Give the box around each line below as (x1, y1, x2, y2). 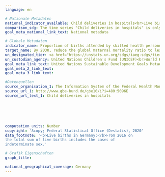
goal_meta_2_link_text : (5, 66, 54, 71)
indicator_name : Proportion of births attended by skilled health (5, 43, 144, 48)
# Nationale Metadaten (5, 16, 52, 21)
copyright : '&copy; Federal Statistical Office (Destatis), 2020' (5, 128, 144, 133)
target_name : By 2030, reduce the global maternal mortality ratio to (5, 48, 153, 53)
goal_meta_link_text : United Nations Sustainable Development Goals (5, 61, 148, 66)
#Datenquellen (5, 80, 34, 85)
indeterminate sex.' (5, 142, 48, 147)
